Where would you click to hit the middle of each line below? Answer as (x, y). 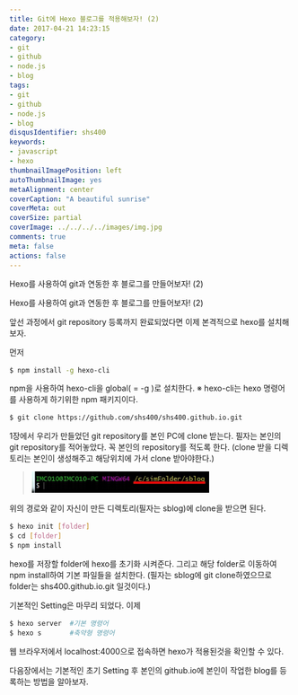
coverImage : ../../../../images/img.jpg (86, 228)
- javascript (34, 152)
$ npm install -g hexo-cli (60, 370)
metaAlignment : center (52, 189)
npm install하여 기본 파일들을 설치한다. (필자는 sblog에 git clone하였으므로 (140, 575)
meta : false (31, 246)
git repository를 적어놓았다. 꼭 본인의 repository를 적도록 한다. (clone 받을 (140, 447)
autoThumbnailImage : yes (56, 180)
